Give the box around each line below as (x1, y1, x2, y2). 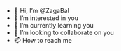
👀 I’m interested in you (13, 14, 79, 22)
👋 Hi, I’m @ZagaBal (13, 7, 70, 14)
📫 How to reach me (13, 37, 72, 44)
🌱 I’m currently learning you (13, 21, 94, 29)
